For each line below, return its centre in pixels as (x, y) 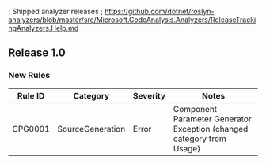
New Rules (29, 76)
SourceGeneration (91, 129)
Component (195, 109)
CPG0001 (31, 129)
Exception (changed (211, 129)
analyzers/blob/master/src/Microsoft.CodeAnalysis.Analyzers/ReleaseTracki (132, 20)
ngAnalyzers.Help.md (44, 28)
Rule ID (31, 95)
